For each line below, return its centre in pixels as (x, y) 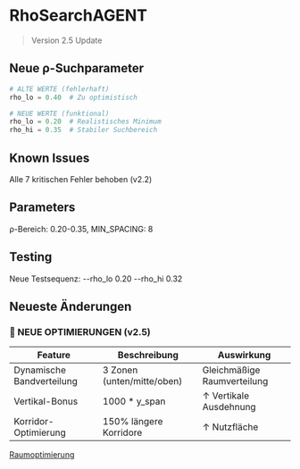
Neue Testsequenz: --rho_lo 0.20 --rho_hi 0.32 (96, 279)
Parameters (42, 208)
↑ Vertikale (226, 396)
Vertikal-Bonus (46, 401)
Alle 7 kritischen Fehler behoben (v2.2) (81, 179)
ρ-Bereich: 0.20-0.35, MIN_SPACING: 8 (81, 229)
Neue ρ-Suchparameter (77, 68)
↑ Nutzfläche (230, 427)
